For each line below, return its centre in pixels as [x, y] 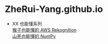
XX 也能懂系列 [27, 23]
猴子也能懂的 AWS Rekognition [44, 30]
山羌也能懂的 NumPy [34, 36]
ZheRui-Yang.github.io [54, 9]
